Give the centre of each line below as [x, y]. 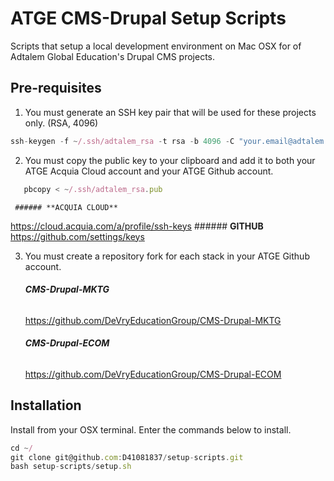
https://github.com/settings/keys [77, 236]
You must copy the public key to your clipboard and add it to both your [170, 160]
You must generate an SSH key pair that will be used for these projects [170, 112]
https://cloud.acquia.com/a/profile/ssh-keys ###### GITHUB [137, 226]
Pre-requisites [56, 88]
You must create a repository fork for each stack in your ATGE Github [167, 256]
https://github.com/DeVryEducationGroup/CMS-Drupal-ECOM [153, 374]
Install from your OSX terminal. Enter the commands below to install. [151, 429]
